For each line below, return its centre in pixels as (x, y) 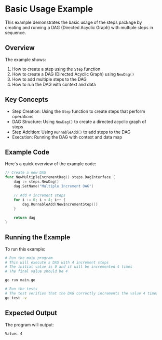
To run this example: (25, 249)
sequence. (16, 32)
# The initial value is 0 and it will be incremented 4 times (69, 267)
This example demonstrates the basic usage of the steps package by (74, 22)
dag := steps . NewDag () (36, 182)
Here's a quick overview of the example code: (51, 164)
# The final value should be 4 (36, 271)
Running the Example (38, 238)
